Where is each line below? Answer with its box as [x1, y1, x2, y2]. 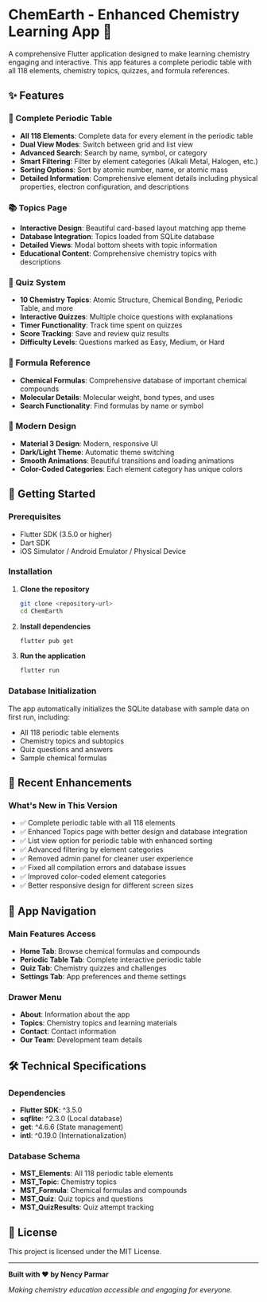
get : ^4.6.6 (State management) [19, 1122, 124, 1131]
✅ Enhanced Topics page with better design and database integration [19, 827, 248, 837]
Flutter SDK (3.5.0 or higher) [19, 529, 113, 539]
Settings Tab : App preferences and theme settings [19, 971, 187, 981]
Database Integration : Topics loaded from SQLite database [19, 231, 215, 241]
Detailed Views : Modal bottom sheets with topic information [19, 240, 218, 249]
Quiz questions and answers [19, 744, 114, 754]
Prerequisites [8, 512, 61, 523]
